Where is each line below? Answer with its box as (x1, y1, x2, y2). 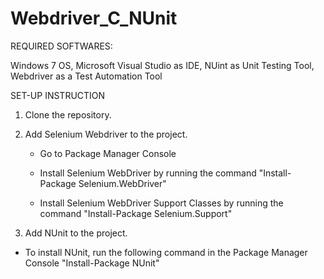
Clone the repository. (24, 108, 112, 121)
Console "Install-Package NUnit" (24, 257, 160, 269)
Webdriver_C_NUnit (10, 7, 178, 30)
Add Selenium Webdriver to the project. (24, 128, 188, 140)
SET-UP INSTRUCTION (10, 89, 106, 101)
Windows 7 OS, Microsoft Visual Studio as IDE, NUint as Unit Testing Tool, (10, 59, 315, 71)
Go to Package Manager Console (39, 147, 177, 159)
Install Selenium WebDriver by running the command (39, 167, 257, 179)
